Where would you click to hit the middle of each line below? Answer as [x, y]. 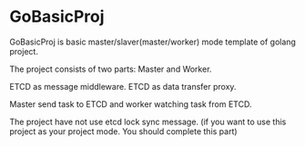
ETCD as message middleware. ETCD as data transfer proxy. [123, 86]
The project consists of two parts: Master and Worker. [111, 69]
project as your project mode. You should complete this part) [124, 131]
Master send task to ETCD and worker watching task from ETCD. [131, 104]
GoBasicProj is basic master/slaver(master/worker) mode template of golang [152, 42]
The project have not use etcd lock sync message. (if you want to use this [148, 122]
